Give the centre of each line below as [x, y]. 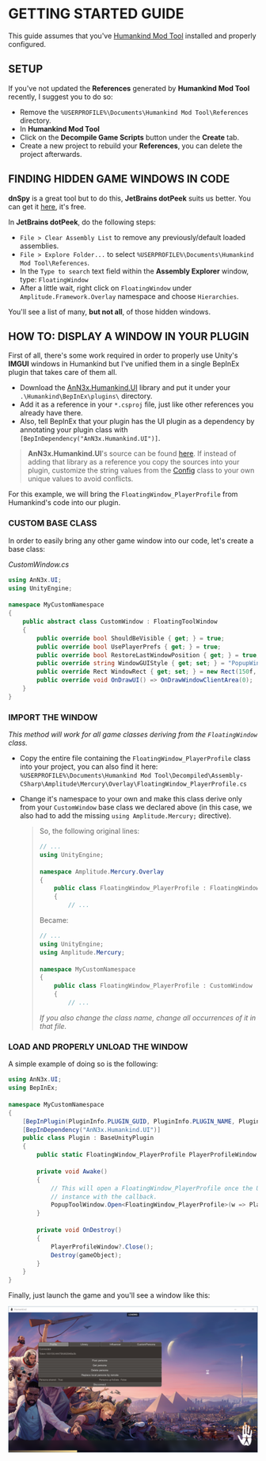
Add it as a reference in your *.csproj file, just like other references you [137, 404]
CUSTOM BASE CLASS [53, 523]
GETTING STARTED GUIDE [96, 14]
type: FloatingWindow [54, 279]
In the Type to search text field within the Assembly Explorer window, [134, 271]
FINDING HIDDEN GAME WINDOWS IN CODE [119, 179]
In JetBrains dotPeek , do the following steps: [82, 222]
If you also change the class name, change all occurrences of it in [148, 1017]
